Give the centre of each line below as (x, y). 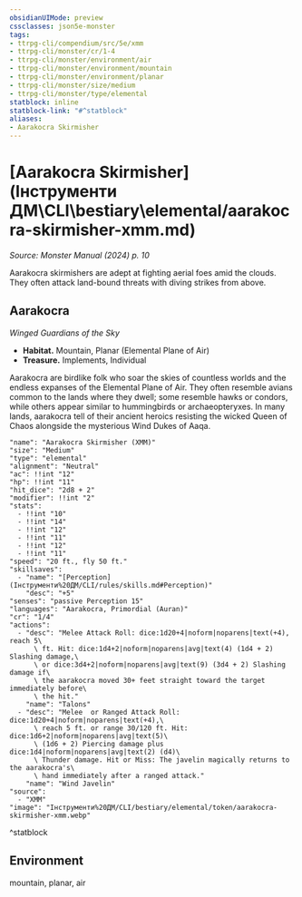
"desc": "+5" (50, 593)
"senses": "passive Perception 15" (77, 601)
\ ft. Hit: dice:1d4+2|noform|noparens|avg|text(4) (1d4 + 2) (153, 648)
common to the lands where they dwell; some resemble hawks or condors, (149, 396)
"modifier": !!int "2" (52, 498)
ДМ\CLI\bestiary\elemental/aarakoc (150, 211)
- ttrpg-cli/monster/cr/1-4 (63, 52)
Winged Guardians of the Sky (65, 333)
